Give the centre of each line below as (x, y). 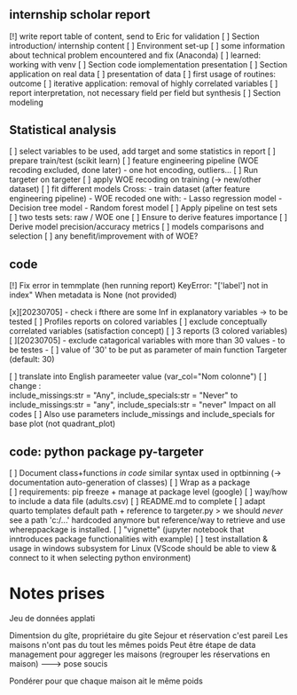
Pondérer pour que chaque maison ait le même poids (106, 681)
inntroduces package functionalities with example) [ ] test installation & (139, 539)
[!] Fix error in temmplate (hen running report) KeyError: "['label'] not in (139, 286)
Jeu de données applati (52, 618)
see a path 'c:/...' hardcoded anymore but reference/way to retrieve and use (147, 520)
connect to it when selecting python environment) (100, 558)
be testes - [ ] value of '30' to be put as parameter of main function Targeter (148, 350)
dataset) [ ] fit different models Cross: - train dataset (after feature (130, 189)
